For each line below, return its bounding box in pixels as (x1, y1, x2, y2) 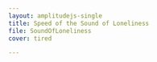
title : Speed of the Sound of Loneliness (8, 19, 150, 27)
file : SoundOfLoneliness (8, 27, 92, 35)
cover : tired (8, 34, 52, 43)
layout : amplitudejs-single (8, 11, 103, 20)
